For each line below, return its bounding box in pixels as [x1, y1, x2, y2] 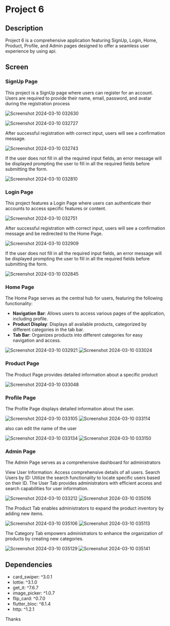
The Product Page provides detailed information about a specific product [5, 371, 158, 377]
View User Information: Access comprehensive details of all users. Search [5, 469, 160, 475]
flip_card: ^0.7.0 [12, 595, 46, 601]
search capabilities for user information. [5, 486, 89, 492]
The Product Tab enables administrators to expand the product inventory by [5, 505, 164, 512]
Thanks [5, 616, 21, 622]
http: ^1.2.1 [12, 606, 35, 612]
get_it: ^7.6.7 [12, 584, 39, 590]
